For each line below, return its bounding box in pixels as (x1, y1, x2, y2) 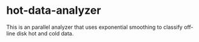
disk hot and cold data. (16, 29, 74, 37)
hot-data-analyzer (6, 4, 101, 17)
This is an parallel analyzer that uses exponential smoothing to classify (6, 23, 183, 31)
